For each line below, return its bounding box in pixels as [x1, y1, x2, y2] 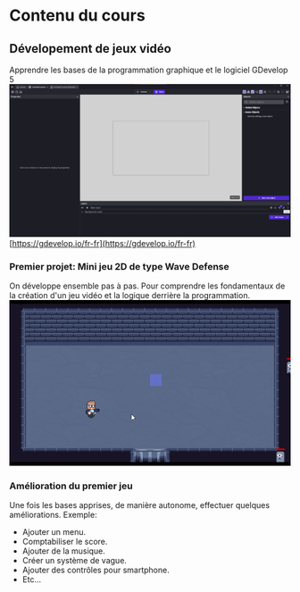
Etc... [21, 573, 42, 585]
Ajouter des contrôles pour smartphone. [21, 564, 170, 575]
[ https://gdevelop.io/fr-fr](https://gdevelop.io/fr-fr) [9, 238, 196, 248]
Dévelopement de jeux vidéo [9, 41, 171, 56]
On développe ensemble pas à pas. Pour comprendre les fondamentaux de [9, 280, 286, 291]
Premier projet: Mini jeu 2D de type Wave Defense [9, 260, 229, 272]
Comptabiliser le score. [21, 536, 108, 546]
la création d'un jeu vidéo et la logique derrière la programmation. [9, 289, 251, 300]
